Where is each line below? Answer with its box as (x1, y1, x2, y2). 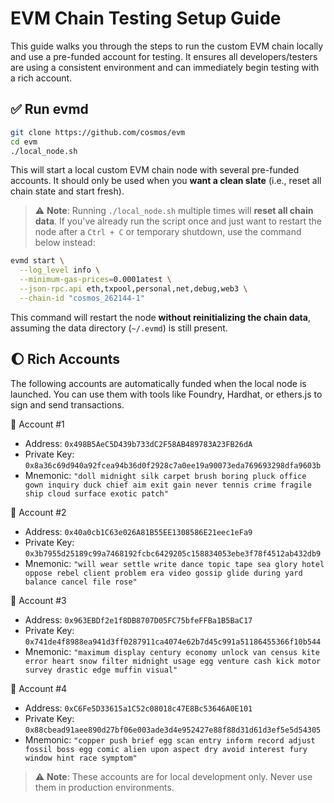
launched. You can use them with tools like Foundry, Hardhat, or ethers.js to (10, 388, 323, 400)
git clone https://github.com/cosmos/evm (10, 127, 186, 137)
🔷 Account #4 (10, 682, 68, 694)
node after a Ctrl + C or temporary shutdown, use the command (34, 226, 302, 238)
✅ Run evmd (10, 101, 89, 118)
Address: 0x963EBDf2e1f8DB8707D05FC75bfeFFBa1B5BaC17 (24, 613, 253, 626)
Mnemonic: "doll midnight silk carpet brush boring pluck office (24, 469, 307, 481)
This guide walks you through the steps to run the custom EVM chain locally (10, 40, 324, 52)
